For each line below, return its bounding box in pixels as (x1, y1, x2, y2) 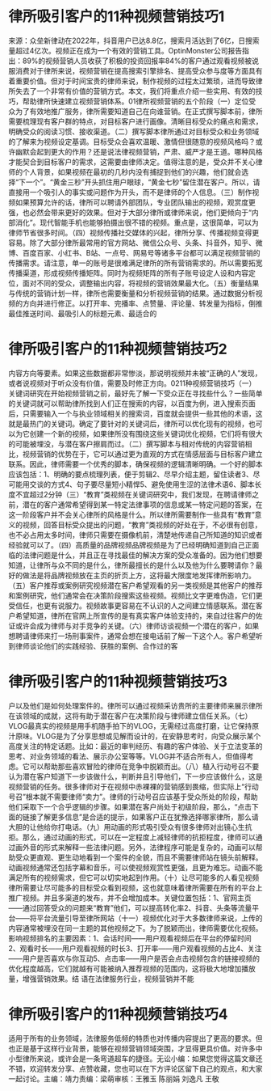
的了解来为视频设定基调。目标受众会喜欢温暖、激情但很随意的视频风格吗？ (8, 137, 256, 146)
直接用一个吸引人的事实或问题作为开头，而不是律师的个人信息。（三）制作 (8, 187, 252, 197)
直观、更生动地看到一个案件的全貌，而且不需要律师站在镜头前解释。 (35, 852, 263, 862)
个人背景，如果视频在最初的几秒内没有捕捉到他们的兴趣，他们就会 (22, 167, 242, 176)
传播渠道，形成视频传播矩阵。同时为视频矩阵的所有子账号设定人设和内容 (8, 268, 248, 277)
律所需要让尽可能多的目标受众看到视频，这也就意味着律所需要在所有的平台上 (8, 882, 263, 892)
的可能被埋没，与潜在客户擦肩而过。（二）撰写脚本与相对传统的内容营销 (8, 438, 245, 449)
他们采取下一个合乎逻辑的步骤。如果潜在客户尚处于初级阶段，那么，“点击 (8, 801, 252, 811)
